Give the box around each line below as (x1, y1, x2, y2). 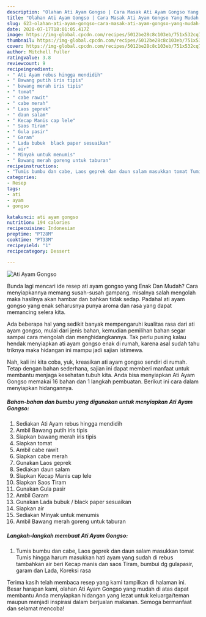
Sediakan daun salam (15, 466, 70, 473)
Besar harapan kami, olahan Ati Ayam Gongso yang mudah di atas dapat (7, 585, 189, 592)
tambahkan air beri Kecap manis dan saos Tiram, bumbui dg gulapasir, (15, 561, 194, 568)
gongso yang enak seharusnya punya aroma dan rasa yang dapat (7, 302, 172, 309)
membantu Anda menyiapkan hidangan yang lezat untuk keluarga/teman (7, 592, 190, 599)
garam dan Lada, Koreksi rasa (15, 567, 91, 574)
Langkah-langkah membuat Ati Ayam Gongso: (7, 532, 128, 540)
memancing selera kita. (7, 308, 66, 316)
